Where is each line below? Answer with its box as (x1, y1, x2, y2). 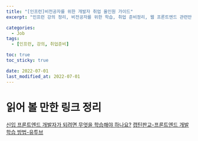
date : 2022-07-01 (6, 68, 49, 74)
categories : (6, 25, 35, 31)
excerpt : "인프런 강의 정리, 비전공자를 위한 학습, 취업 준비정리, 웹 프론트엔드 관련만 (6, 14, 192, 20)
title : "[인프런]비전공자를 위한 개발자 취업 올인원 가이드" (6, 8, 134, 15)
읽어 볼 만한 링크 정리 (6, 101, 102, 114)
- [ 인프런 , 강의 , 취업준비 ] (11, 41, 70, 47)
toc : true (6, 52, 31, 58)
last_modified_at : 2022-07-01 (6, 73, 81, 80)
